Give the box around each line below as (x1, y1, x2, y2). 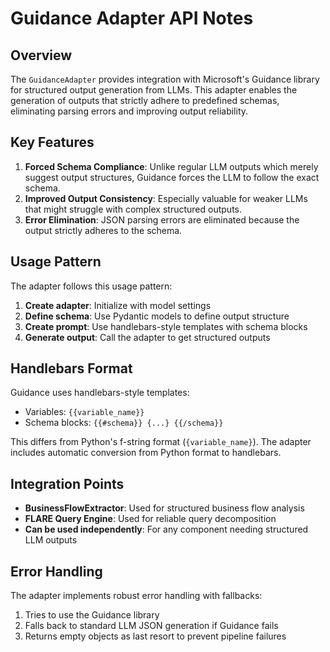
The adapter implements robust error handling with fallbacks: (10, 590, 263, 602)
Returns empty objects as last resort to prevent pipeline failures (24, 630, 287, 642)
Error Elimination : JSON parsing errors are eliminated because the (24, 213, 300, 226)
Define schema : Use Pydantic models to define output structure (24, 310, 290, 322)
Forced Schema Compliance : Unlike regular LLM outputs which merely (24, 160, 319, 172)
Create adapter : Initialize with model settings (24, 299, 212, 311)
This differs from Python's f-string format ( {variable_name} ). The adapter (10, 436, 312, 448)
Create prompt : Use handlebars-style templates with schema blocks (24, 320, 308, 332)
